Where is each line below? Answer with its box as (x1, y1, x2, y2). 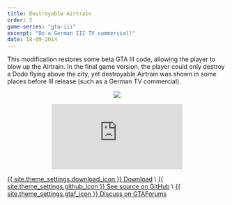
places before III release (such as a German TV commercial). (7, 77, 181, 85)
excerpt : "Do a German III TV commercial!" (7, 29, 136, 37)
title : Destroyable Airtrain (7, 10, 92, 17)
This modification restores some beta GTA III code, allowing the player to (7, 55, 216, 63)
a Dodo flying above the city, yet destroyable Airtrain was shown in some (7, 70, 217, 79)
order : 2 (7, 17, 33, 24)
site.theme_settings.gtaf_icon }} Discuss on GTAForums (7, 190, 167, 198)
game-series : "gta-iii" (7, 23, 77, 30)
